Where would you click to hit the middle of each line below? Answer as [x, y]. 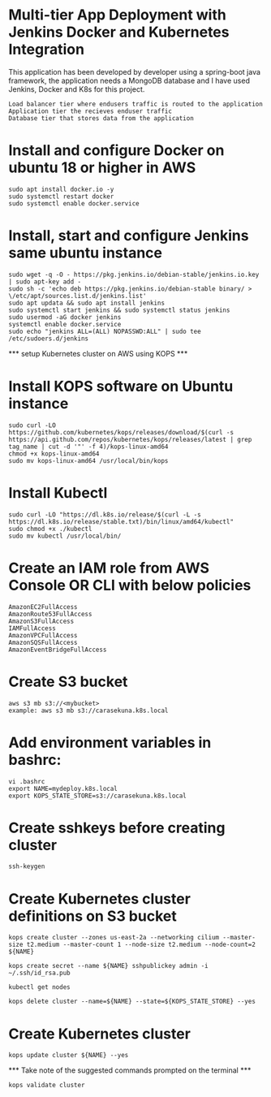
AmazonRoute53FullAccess [50, 614]
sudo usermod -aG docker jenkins [65, 317]
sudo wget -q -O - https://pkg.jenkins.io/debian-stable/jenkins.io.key [134, 274]
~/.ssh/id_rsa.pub [39, 973]
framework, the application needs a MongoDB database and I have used [129, 80]
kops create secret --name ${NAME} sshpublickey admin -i [108, 966]
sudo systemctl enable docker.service [74, 203]
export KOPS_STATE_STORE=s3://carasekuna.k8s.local [97, 796]
